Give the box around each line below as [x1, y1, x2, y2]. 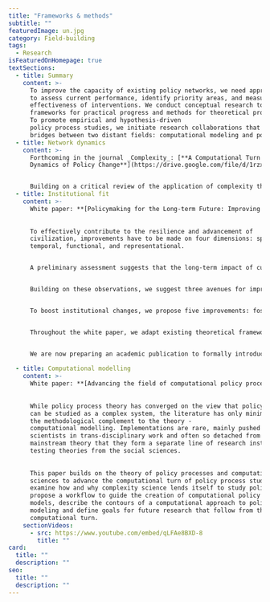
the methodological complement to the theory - [29, 417, 193, 425]
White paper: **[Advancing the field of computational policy [29, 380, 243, 388]
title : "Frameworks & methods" [8, 11, 113, 20]
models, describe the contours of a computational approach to [29, 499, 247, 507]
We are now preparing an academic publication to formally [29, 350, 231, 358]
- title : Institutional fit [15, 190, 110, 198]
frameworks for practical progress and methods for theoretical [29, 109, 250, 117]
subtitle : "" [8, 19, 52, 27]
